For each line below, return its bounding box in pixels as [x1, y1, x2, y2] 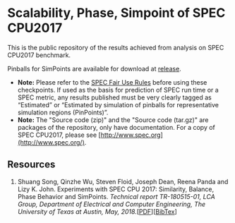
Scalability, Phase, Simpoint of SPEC [7, 5, 226, 21]
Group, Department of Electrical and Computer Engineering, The [17, 200, 206, 208]
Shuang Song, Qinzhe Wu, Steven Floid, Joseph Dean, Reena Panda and [17, 177, 229, 186]
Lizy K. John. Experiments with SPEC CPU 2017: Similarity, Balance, [17, 185, 215, 193]
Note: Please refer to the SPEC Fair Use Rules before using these [17, 78, 207, 86]
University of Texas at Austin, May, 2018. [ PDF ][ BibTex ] [17, 207, 178, 216]
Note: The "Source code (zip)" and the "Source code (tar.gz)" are [17, 115, 209, 124]
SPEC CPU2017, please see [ [17, 131, 101, 139]
